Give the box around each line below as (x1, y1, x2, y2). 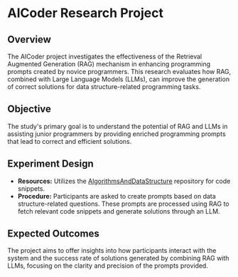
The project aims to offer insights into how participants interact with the (7, 246, 217, 255)
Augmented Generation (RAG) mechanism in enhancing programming (7, 60, 211, 68)
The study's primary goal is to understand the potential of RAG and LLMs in (7, 122, 228, 130)
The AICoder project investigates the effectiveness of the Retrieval (7, 52, 202, 61)
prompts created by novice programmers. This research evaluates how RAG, (7, 68, 232, 75)
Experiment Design (7, 158, 94, 170)
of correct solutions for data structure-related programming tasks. (7, 83, 201, 90)
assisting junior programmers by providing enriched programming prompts (7, 130, 226, 138)
